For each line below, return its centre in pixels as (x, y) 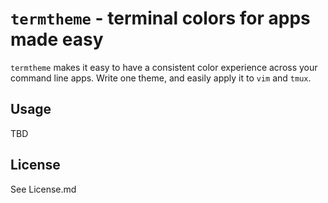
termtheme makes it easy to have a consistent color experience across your (164, 67)
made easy (57, 39)
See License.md (43, 189)
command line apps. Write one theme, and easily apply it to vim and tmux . (161, 78)
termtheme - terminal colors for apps (160, 18)
